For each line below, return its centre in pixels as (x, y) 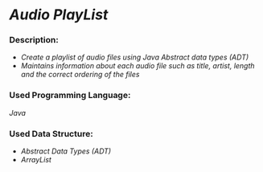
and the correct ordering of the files (80, 75)
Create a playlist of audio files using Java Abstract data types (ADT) (135, 57)
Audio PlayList (59, 15)
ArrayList (36, 160)
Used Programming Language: (70, 96)
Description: (34, 40)
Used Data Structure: (51, 133)
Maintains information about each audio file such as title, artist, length (138, 66)
